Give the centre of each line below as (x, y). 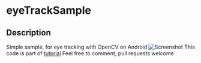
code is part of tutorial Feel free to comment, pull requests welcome (90, 53)
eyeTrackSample (49, 10)
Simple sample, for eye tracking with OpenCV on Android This (100, 47)
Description (28, 33)
